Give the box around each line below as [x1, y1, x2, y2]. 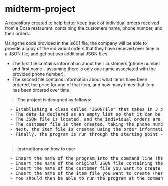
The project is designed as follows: [17, 96, 92, 103]
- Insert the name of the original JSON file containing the [10, 160, 163, 166]
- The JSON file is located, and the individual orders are [10, 116, 161, 122]
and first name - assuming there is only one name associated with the [12, 66, 156, 72]
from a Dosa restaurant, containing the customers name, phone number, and [5, 25, 163, 31]
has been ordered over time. [12, 87, 71, 93]
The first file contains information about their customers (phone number [12, 60, 161, 66]
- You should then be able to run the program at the [10, 175, 145, 181]
